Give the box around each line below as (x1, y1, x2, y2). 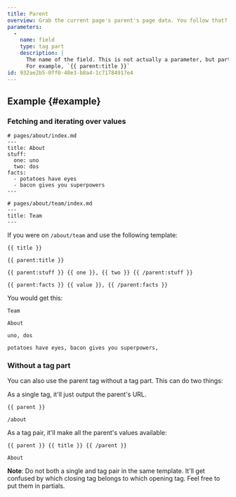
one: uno (13, 157, 39, 164)
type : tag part (20, 43, 65, 50)
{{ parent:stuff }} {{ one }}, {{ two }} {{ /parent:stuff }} (7, 269, 193, 277)
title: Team (7, 213, 42, 220)
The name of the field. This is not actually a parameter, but (25, 56, 216, 63)
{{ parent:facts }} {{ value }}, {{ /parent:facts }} (7, 282, 169, 289)
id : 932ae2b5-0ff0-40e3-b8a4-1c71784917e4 (7, 69, 133, 76)
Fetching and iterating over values (7, 116, 126, 126)
